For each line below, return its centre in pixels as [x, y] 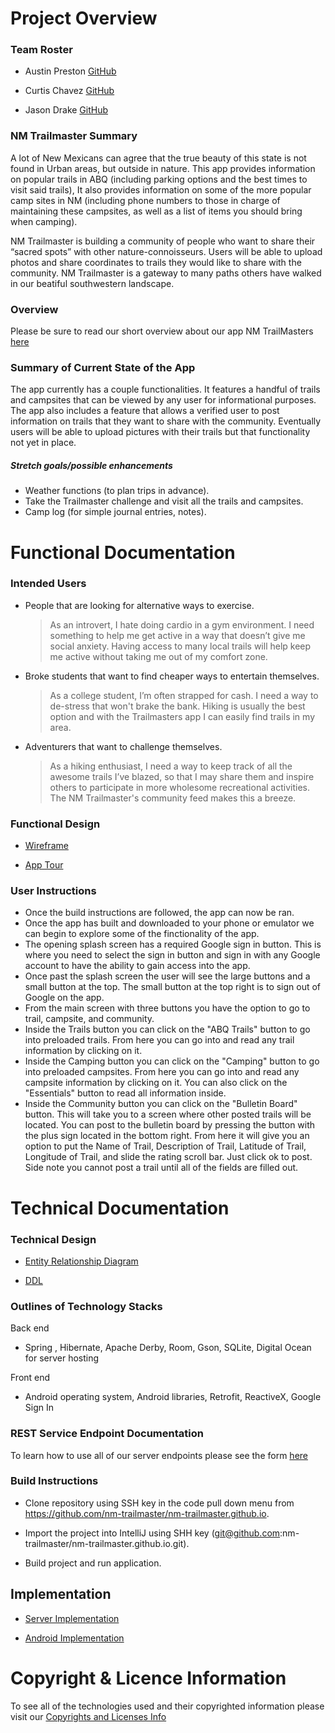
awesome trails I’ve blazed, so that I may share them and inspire [182, 776]
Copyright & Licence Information [148, 1678]
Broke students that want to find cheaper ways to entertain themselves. [172, 676]
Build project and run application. [93, 1563]
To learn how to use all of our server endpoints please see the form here [159, 1455]
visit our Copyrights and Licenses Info [88, 1716]
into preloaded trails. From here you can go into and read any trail [159, 1040]
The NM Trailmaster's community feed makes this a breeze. [173, 798]
